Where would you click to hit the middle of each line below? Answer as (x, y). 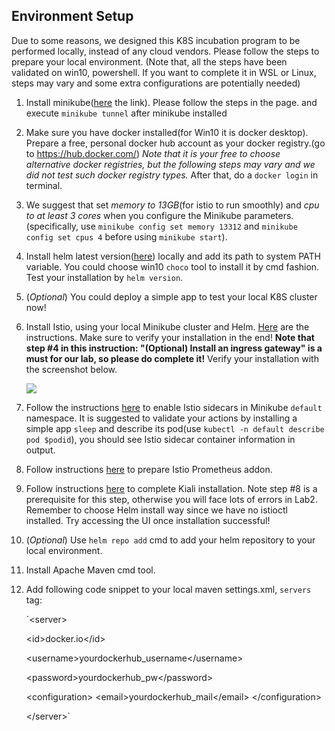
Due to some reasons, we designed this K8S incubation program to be (156, 40)
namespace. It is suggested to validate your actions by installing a (161, 418)
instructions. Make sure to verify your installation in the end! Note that (170, 337)
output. (40, 450)
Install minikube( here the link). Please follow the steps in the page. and (171, 102)
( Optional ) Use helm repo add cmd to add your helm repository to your (170, 540)
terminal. (44, 185)
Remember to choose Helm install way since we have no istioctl (156, 510)
